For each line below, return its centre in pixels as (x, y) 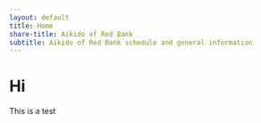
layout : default (39, 17)
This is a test (33, 111)
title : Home (31, 26)
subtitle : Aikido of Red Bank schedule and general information (131, 42)
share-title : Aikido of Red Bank (71, 34)
